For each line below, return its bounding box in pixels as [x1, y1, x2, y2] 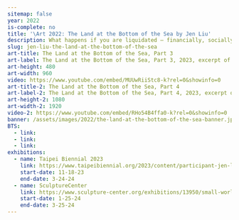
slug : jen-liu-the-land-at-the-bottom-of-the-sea [7, 43, 158, 50]
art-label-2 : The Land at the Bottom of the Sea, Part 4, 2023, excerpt [7, 89, 228, 97]
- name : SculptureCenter [14, 182, 87, 189]
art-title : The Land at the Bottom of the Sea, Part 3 [7, 50, 174, 57]
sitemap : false [7, 10, 53, 18]
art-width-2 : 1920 [7, 103, 62, 110]
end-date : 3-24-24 [20, 175, 75, 182]
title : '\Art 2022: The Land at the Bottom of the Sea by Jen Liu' [7, 30, 212, 38]
